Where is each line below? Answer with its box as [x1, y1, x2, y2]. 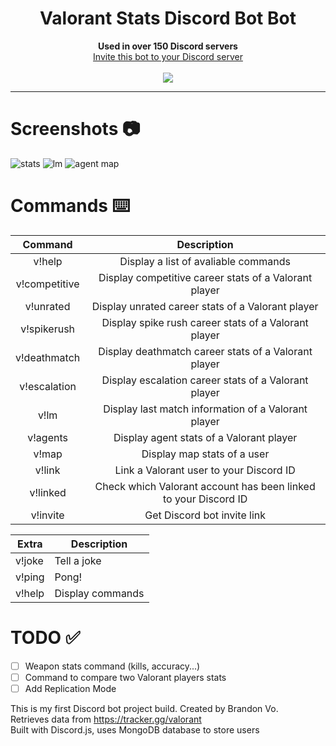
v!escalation [19, 379, 77, 393]
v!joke [15, 553, 44, 567]
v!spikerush [20, 322, 76, 336]
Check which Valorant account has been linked [94, 479, 316, 493]
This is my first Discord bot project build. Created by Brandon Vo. [10, 702, 279, 714]
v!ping [15, 570, 45, 584]
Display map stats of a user [141, 447, 270, 461]
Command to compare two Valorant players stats [24, 671, 227, 683]
